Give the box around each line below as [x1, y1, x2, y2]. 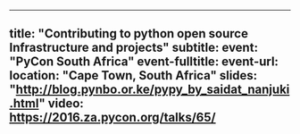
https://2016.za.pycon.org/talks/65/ [9, 110, 216, 125]
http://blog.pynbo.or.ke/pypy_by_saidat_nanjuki [15, 82, 290, 97]
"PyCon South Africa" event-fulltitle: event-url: [9, 54, 279, 70]
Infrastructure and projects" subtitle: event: [9, 40, 259, 55]
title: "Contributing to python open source [9, 26, 248, 41]
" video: [38, 96, 85, 112]
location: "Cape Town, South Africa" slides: [9, 68, 258, 83]
